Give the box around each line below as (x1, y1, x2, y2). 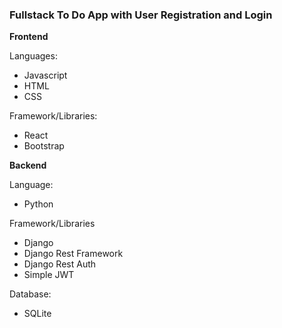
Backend (9, 159, 47, 172)
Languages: (9, 50, 58, 62)
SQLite (23, 308, 52, 320)
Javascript (23, 69, 68, 82)
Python (23, 198, 54, 210)
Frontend (9, 31, 49, 43)
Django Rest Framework (23, 248, 124, 260)
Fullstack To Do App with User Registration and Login (9, 8, 273, 22)
